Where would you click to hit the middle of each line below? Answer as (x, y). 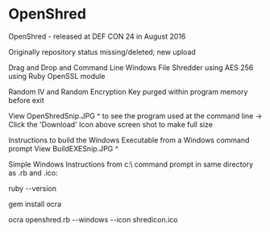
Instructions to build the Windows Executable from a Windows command (129, 140)
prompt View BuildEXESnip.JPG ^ (64, 148)
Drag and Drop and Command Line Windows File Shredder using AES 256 (131, 67)
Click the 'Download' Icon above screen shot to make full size (111, 124)
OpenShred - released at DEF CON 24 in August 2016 (97, 36)
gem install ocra (35, 204)
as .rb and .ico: (33, 172)
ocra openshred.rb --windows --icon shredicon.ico (93, 219)
